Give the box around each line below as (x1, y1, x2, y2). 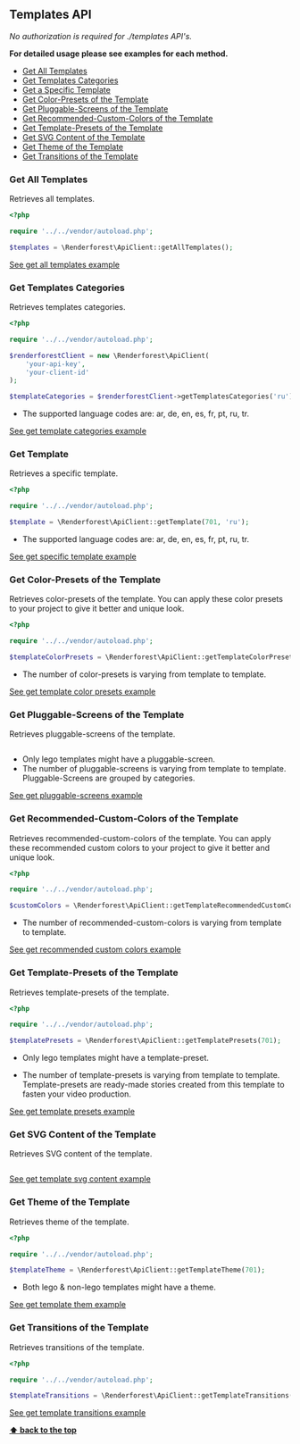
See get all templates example (9, 259, 121, 270)
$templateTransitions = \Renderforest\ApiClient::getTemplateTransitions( (9, 1391, 294, 1400)
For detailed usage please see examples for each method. (9, 48, 229, 59)
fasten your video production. (21, 1089, 132, 1099)
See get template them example (9, 1299, 127, 1310)
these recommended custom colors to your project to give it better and (9, 842, 271, 853)
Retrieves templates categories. (9, 302, 126, 313)
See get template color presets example (9, 687, 156, 697)
